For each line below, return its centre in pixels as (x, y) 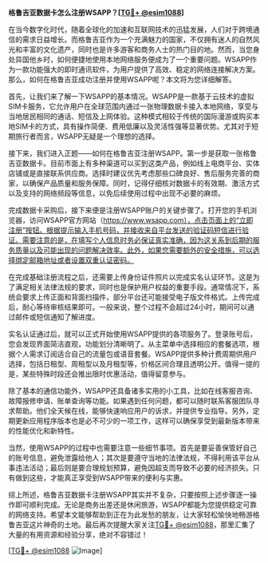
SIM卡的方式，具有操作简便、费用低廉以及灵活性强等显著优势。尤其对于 (133, 126)
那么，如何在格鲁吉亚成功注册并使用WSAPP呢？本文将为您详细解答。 (122, 79)
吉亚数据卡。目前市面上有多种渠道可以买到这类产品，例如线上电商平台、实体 (134, 163)
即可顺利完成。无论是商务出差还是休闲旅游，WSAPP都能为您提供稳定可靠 (136, 505)
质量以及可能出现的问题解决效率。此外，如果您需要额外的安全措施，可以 (134, 250)
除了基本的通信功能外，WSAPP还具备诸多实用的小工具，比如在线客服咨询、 (133, 391)
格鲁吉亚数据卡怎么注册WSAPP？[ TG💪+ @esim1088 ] (97, 12)
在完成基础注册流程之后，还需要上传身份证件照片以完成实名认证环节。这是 (130, 277)
